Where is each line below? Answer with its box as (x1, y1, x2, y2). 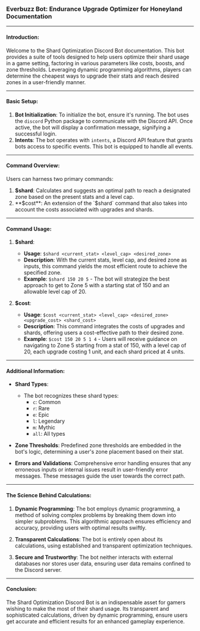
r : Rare (32, 405, 50, 412)
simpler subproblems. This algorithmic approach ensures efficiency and (14, 518, 192, 525)
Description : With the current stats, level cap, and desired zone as (23, 256, 187, 264)
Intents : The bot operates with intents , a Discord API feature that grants (14, 136, 193, 143)
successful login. (14, 130, 57, 137)
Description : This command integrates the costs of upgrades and (23, 323, 185, 330)
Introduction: (6, 33, 40, 41)
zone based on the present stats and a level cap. (14, 193, 135, 200)
